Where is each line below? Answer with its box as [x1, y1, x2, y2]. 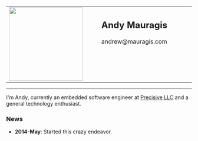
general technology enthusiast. [6, 100, 81, 107]
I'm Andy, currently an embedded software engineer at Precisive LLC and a [6, 94, 189, 101]
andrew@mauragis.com [101, 37, 167, 45]
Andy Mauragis [101, 19, 168, 31]
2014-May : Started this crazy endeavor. [14, 128, 113, 135]
